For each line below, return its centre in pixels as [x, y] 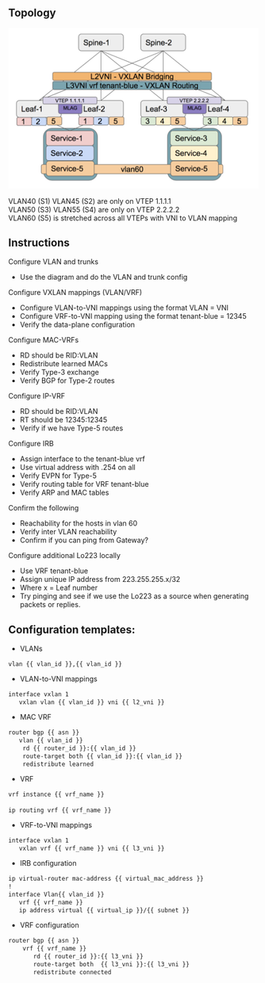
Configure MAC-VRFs [44, 340]
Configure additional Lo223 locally [65, 556]
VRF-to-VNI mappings [56, 825]
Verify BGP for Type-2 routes [67, 381]
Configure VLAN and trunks [54, 262]
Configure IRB [31, 444]
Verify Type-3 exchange [59, 373]
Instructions [39, 243]
